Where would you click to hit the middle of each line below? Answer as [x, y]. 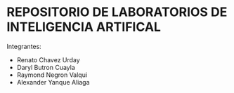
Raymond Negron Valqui [52, 75]
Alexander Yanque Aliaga [53, 82]
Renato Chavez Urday [48, 59]
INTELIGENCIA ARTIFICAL [84, 27]
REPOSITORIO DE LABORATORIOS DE [117, 12]
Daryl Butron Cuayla [46, 67]
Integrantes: [24, 46]
